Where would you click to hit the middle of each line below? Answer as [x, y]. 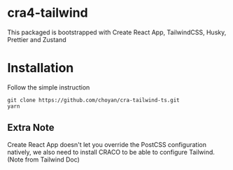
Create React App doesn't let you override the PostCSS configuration [107, 144]
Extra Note [31, 128]
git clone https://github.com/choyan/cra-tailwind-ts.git [93, 100]
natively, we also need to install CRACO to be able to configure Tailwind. [111, 152]
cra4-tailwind [48, 13]
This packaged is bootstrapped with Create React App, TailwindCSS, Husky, [117, 32]
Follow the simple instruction [49, 87]
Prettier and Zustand [37, 39]
